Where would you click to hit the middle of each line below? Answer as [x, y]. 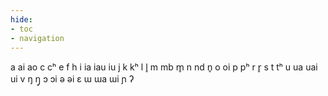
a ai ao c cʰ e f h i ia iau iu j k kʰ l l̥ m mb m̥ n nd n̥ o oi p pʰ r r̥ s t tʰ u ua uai [164, 67]
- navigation [37, 38]
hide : [21, 19]
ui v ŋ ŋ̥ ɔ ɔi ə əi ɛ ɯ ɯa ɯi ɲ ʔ [72, 79]
